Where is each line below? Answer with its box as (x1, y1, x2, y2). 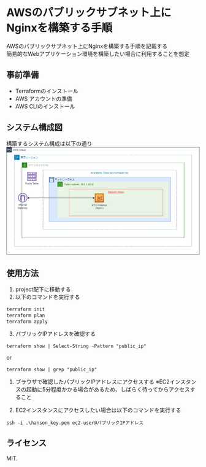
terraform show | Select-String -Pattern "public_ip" (6, 343, 147, 349)
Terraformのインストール (15, 87, 78, 95)
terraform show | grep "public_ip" (6, 366, 97, 372)
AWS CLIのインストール (15, 102, 75, 110)
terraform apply (6, 318, 48, 325)
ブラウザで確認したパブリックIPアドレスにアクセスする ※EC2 (15, 378, 170, 385)
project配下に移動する (15, 285, 71, 293)
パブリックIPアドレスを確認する (15, 330, 96, 338)
